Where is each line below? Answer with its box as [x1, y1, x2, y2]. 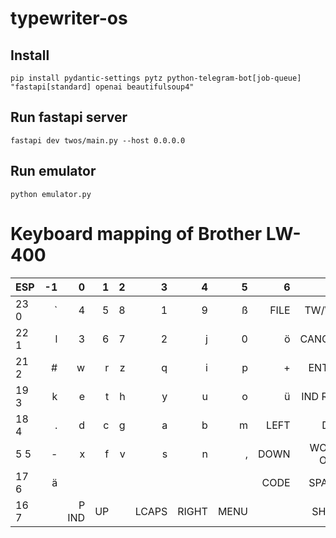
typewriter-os [10, 7, 128, 30]
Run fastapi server [10, 109, 128, 126]
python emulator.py [10, 189, 92, 199]
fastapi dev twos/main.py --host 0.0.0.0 [10, 135, 186, 146]
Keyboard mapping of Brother [10, 222, 263, 245]
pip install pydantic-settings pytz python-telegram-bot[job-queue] [10, 73, 302, 83]
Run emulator [10, 163, 97, 180]
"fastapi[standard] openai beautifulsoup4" [10, 82, 195, 92]
